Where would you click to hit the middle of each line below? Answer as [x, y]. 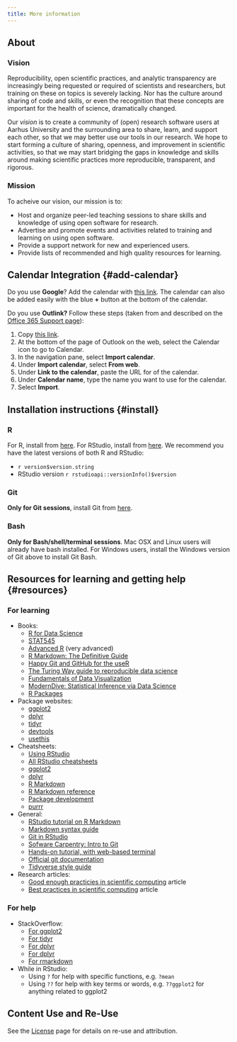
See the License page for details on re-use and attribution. [93, 1031]
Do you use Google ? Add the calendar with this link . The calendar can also [116, 292]
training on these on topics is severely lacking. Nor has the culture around [115, 94]
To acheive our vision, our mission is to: [65, 201]
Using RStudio [49, 754]
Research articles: [44, 875]
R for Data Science [56, 633]
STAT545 [41, 641]
